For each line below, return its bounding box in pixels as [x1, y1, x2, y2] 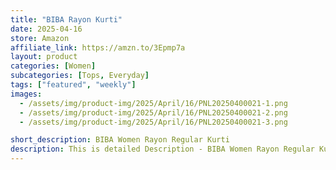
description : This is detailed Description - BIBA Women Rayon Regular [10, 144, 315, 155]
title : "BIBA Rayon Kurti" [10, 14, 123, 25]
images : [10, 89, 43, 99]
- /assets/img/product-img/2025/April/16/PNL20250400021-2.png [19, 107, 288, 118]
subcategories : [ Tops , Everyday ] [10, 71, 150, 81]
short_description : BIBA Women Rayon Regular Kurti [10, 135, 230, 145]
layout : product [10, 52, 78, 62]
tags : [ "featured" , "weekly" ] [10, 80, 137, 90]
